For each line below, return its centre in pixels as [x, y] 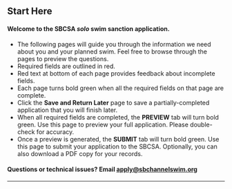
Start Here [30, 11]
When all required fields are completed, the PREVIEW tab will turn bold [118, 117]
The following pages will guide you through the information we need [114, 44]
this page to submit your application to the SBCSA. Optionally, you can [117, 146]
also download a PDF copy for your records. [80, 153]
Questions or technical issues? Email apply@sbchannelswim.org [103, 169]
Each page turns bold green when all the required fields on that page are [120, 88]
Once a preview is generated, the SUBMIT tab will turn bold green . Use [118, 139]
